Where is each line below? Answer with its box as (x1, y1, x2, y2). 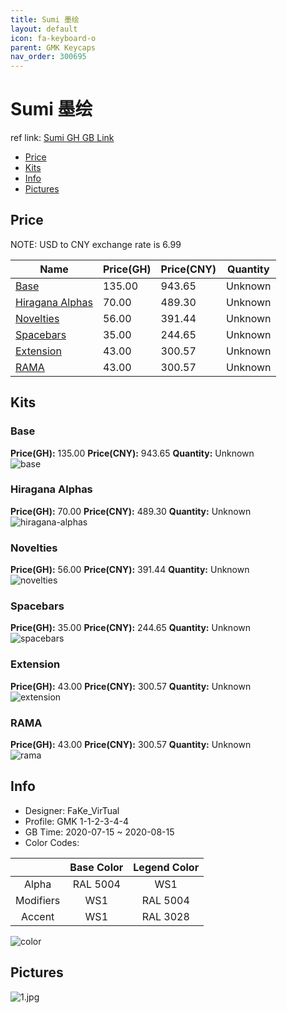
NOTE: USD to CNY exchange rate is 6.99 (10, 238, 182, 250)
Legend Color (133, 860, 200, 874)
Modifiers (15, 893, 61, 907)
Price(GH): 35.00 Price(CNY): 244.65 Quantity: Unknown (10, 622, 251, 634)
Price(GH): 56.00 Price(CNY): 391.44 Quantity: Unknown (10, 564, 250, 576)
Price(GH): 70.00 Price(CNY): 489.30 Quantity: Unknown (10, 505, 252, 517)
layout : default (10, 24, 78, 34)
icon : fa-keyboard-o (10, 33, 97, 43)
